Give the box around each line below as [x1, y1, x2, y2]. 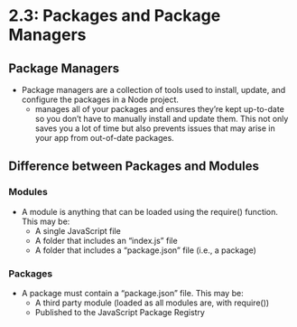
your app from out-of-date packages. [34, 133, 175, 143]
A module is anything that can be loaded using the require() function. [21, 206, 279, 217]
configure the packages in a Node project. [21, 94, 180, 105]
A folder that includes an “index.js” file [34, 235, 178, 246]
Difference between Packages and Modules [8, 159, 259, 174]
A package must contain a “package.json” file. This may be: [21, 287, 245, 298]
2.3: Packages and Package [8, 5, 221, 26]
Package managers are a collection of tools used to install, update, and [21, 85, 286, 95]
